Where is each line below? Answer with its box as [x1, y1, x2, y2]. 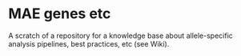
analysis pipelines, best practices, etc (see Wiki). [8, 39, 170, 48]
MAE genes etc [8, 5, 111, 23]
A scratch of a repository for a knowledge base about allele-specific [8, 31, 234, 40]
